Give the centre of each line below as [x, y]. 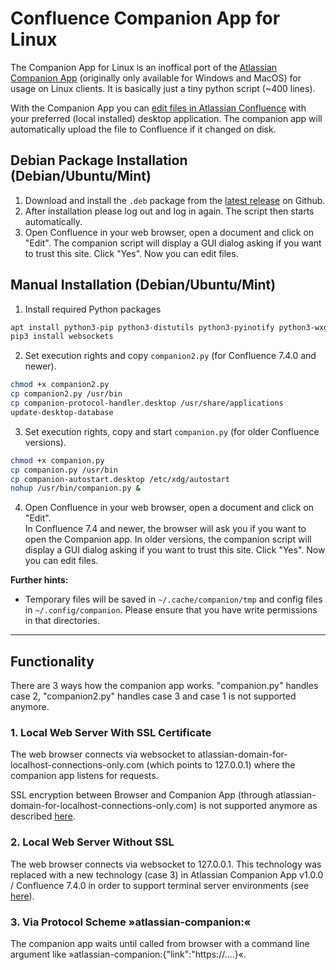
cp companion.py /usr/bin [64, 470]
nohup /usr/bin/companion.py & [75, 488]
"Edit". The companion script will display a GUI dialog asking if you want [173, 243]
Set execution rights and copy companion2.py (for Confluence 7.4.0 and [170, 356]
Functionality [52, 661]
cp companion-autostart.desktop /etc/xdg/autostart [120, 479]
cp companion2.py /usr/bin [66, 394]
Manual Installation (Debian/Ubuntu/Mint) [143, 285]
